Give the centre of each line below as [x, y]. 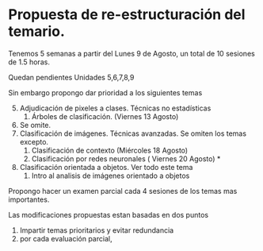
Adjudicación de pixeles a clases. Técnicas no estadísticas [115, 108]
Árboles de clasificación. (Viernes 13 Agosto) [105, 116]
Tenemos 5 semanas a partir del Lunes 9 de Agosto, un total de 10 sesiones [131, 53]
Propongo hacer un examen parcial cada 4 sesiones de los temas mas [123, 191]
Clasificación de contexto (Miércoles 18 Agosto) [110, 150]
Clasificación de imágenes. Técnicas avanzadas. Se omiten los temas [133, 133]
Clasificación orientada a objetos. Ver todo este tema [106, 167]
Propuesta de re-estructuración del [127, 15]
